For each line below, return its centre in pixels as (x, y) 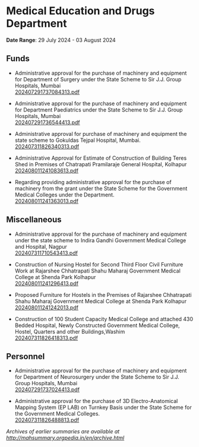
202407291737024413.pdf (47, 389)
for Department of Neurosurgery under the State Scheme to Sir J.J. (97, 377)
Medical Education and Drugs (80, 11)
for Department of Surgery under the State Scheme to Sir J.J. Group (98, 79)
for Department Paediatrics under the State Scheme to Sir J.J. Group (99, 110)
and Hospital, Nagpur (41, 246)
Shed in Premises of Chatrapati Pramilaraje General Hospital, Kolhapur (101, 164)
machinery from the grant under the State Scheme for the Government (101, 188)
